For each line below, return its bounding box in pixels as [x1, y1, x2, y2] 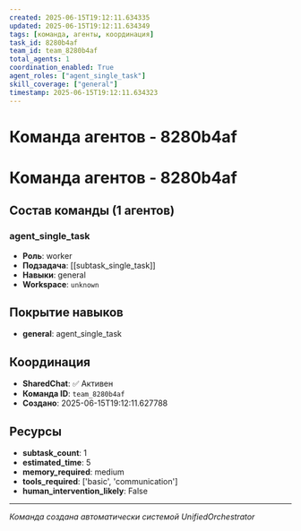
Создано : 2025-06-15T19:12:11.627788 [21, 398, 168, 408]
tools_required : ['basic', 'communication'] [21, 476, 178, 486]
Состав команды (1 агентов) [9, 203, 175, 218]
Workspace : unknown [21, 278, 99, 289]
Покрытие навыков [9, 304, 124, 320]
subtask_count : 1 [21, 448, 88, 458]
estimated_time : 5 [21, 458, 91, 467]
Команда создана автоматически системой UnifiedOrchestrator [9, 511, 255, 522]
